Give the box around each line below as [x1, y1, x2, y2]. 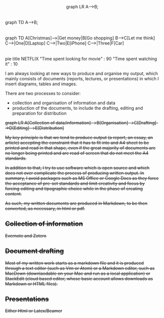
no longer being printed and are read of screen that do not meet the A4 [5, 150, 149, 156]
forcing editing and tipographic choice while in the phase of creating [5, 186, 143, 192]
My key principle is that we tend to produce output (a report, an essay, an [5, 135, 153, 140]
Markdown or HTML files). [5, 281, 58, 287]
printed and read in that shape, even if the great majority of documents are [5, 145, 156, 150]
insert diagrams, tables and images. [5, 81, 77, 87]
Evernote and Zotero [5, 233, 47, 239]
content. [5, 191, 22, 196]
